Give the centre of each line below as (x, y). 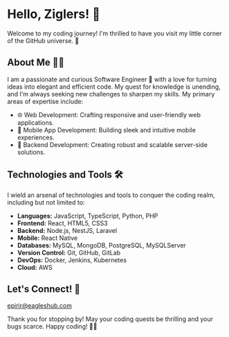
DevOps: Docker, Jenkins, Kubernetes (72, 260)
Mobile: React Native (47, 238)
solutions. (31, 152)
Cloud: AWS (35, 267)
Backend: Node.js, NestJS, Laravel (67, 230)
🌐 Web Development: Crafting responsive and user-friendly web (109, 114)
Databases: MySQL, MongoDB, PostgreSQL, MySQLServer (102, 245)
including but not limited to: (46, 202)
